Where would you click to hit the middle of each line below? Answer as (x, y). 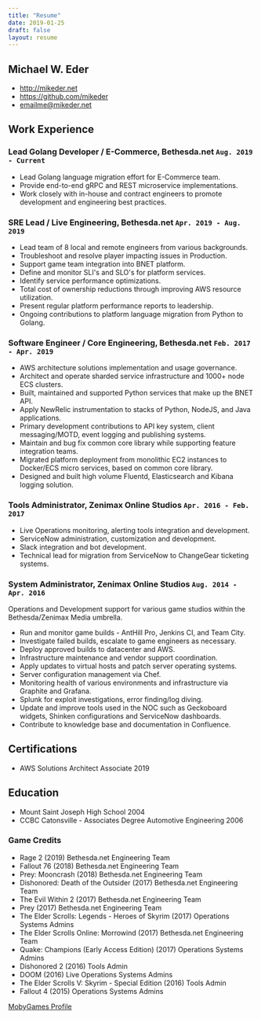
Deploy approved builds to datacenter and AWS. (97, 649)
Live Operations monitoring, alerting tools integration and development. (134, 530)
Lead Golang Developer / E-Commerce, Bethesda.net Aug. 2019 (130, 152)
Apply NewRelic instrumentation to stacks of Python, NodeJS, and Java (135, 410)
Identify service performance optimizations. (90, 281)
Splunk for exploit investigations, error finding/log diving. (111, 699)
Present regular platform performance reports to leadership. (116, 306)
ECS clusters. (41, 384)
